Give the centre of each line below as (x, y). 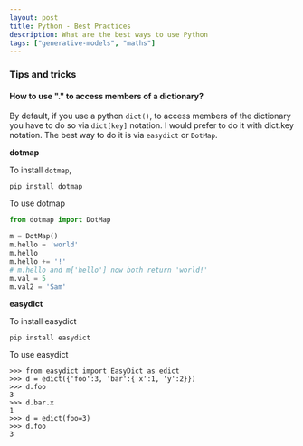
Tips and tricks (43, 75)
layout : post (34, 18)
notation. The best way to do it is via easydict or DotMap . (114, 135)
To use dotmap (38, 203)
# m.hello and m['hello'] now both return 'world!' (109, 270)
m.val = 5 (28, 278)
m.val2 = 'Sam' (38, 287)
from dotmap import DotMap (60, 220)
